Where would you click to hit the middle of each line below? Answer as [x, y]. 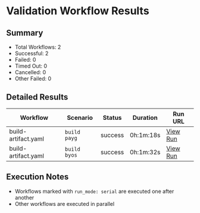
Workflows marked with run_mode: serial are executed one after [94, 191]
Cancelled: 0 [30, 72]
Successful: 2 [32, 53]
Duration [145, 117]
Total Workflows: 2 [38, 47]
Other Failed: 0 [33, 79]
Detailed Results [37, 97]
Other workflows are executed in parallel [65, 204]
